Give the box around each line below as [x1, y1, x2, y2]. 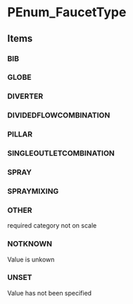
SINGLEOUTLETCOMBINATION [7, 148, 115, 158]
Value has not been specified [7, 288, 92, 297]
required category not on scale [7, 221, 97, 230]
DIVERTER [7, 91, 44, 101]
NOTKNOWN [7, 239, 53, 249]
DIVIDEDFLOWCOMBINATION [7, 110, 110, 120]
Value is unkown [7, 255, 55, 264]
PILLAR [7, 129, 33, 139]
